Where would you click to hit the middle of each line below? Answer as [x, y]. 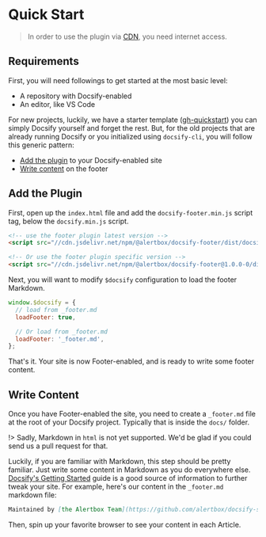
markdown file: [32, 495]
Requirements [44, 61]
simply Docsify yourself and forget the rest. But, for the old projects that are [132, 128]
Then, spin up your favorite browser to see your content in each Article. [125, 525]
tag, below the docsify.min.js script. [68, 221]
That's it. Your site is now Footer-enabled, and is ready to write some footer [131, 361]
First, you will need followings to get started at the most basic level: [118, 80]
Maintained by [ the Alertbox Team [65, 510]
